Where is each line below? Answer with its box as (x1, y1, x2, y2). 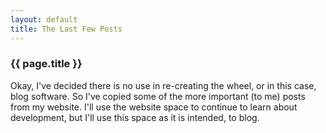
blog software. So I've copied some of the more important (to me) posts (10, 90, 306, 102)
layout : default (10, 14, 78, 25)
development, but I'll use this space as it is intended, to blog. (10, 111, 260, 123)
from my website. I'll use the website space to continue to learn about (10, 101, 298, 113)
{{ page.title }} (10, 57, 83, 71)
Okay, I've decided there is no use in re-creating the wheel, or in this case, (10, 79, 317, 91)
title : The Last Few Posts (10, 24, 123, 34)
